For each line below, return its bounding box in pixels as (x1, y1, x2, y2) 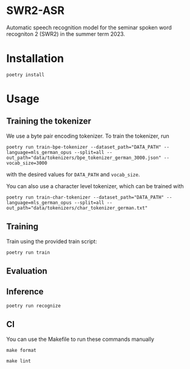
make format (6, 347, 36, 353)
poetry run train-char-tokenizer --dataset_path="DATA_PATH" (6, 194, 165, 200)
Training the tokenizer (6, 116, 92, 127)
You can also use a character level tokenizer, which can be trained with (6, 182, 184, 189)
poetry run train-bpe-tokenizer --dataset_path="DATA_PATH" (6, 144, 162, 150)
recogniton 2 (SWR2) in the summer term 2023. (6, 30, 126, 37)
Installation (6, 52, 64, 66)
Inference (6, 287, 44, 297)
